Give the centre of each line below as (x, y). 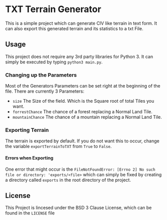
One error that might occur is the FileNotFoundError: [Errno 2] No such (80, 169)
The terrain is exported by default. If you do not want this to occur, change (82, 141)
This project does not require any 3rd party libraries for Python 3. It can (79, 56)
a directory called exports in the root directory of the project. (68, 180)
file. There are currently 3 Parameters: (45, 91)
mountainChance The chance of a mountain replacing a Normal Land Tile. (87, 117)
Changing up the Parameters (41, 75)
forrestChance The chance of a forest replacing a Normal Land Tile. (82, 112)
